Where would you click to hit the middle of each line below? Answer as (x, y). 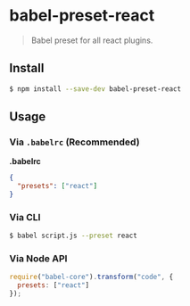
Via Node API (38, 259)
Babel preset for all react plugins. (92, 40)
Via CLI (25, 217)
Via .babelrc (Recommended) (74, 142)
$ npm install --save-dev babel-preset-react (95, 89)
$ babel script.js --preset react (74, 236)
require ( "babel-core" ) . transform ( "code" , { (91, 277)
